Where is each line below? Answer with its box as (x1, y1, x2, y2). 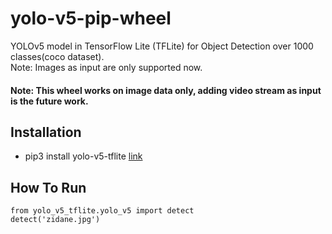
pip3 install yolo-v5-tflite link (24, 150, 143, 162)
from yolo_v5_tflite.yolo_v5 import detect (10, 206, 195, 216)
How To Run (10, 179, 87, 196)
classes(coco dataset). (10, 50, 105, 62)
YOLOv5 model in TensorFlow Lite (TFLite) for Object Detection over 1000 (10, 40, 314, 52)
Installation (10, 123, 82, 141)
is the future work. (10, 95, 89, 107)
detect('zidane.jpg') (10, 215, 101, 225)
